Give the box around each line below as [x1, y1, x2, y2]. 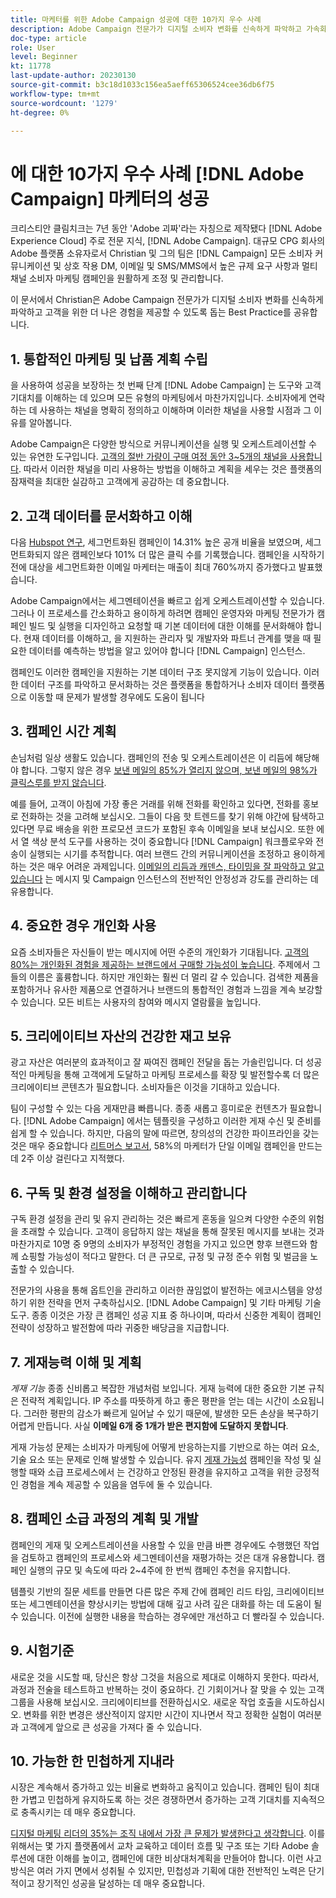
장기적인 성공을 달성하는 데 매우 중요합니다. [36, 1877, 206, 1890]
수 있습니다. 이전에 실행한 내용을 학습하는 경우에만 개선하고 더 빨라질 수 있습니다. [10, 1610, 325, 1622]
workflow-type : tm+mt [10, 89, 101, 99]
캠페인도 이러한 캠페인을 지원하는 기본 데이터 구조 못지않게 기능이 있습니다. [10, 666, 302, 678]
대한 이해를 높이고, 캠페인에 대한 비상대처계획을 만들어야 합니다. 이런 [36, 1852, 304, 1865]
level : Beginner [10, 52, 78, 62]
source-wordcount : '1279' [10, 98, 118, 108]
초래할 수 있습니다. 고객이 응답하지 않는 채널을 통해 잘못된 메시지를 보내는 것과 [20, 1226, 325, 1238]
